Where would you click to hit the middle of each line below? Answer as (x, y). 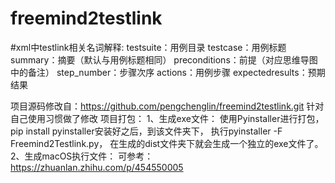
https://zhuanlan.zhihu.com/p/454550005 (97, 167)
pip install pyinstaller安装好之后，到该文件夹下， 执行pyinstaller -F (146, 131)
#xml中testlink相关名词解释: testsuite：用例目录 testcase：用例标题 (148, 47)
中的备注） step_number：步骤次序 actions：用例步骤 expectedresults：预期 (168, 72)
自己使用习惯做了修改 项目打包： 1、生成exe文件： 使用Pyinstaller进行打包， (167, 118)
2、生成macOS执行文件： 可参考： (82, 156)
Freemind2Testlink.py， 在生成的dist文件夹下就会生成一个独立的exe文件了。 (167, 143)
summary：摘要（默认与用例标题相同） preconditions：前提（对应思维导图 (164, 59)
